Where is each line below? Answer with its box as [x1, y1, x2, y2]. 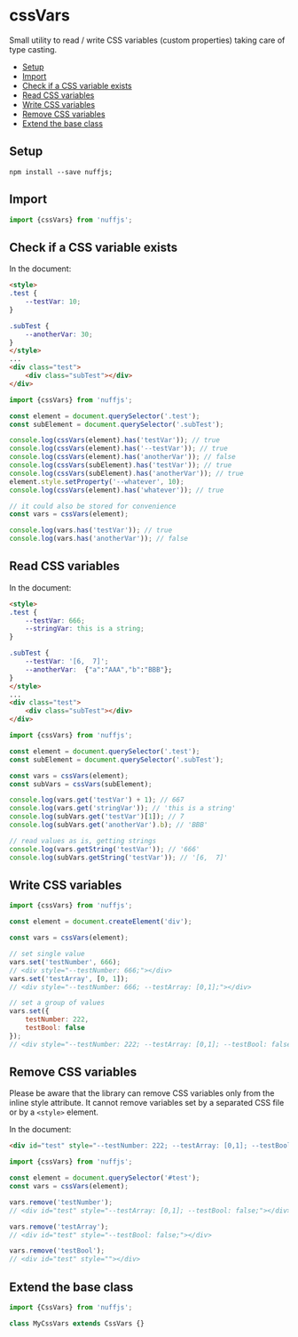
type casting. [9, 44, 58, 54]
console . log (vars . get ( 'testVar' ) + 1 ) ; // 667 [9, 795, 184, 805]
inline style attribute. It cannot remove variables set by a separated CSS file [9, 1098, 285, 1108]
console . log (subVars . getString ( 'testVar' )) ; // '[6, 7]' [9, 853, 228, 862]
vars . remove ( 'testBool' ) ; [9, 1246, 105, 1255]
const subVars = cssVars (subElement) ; [9, 779, 153, 788]
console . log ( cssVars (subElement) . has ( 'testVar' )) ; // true [9, 461, 232, 470]
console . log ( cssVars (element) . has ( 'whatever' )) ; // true [9, 486, 224, 495]
